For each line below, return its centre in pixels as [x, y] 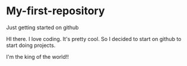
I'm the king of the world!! [38, 56]
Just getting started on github [42, 27]
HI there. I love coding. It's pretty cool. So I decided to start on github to [94, 39]
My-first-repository [56, 11]
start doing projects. [31, 45]
